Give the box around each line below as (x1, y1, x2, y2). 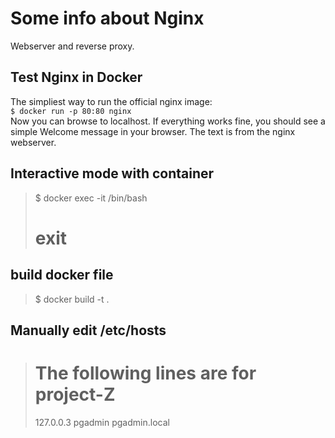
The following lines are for (34, 362, 257, 385)
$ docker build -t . (34, 293, 110, 305)
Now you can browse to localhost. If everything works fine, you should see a (10, 115, 326, 127)
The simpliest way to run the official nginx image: (10, 95, 213, 107)
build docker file (10, 267, 114, 284)
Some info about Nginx (10, 7, 205, 30)
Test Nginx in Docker (10, 69, 143, 86)
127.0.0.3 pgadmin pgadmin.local (34, 416, 170, 428)
